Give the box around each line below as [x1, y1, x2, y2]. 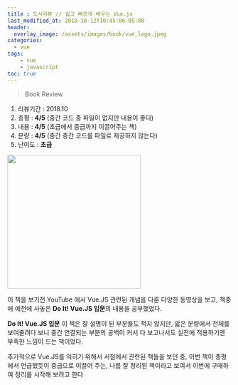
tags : [7, 51, 23, 58]
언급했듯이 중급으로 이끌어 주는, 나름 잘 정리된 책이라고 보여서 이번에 [20, 361, 210, 369]
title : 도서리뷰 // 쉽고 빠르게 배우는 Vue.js [7, 10, 133, 18]
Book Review [24, 90, 63, 98]
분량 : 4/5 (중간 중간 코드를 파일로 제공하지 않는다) [17, 131, 158, 140]
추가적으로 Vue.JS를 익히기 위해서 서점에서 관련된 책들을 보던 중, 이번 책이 [7, 352, 215, 361]
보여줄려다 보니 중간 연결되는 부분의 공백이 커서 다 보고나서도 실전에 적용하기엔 [7, 328, 226, 337]
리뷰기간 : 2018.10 [17, 104, 68, 113]
